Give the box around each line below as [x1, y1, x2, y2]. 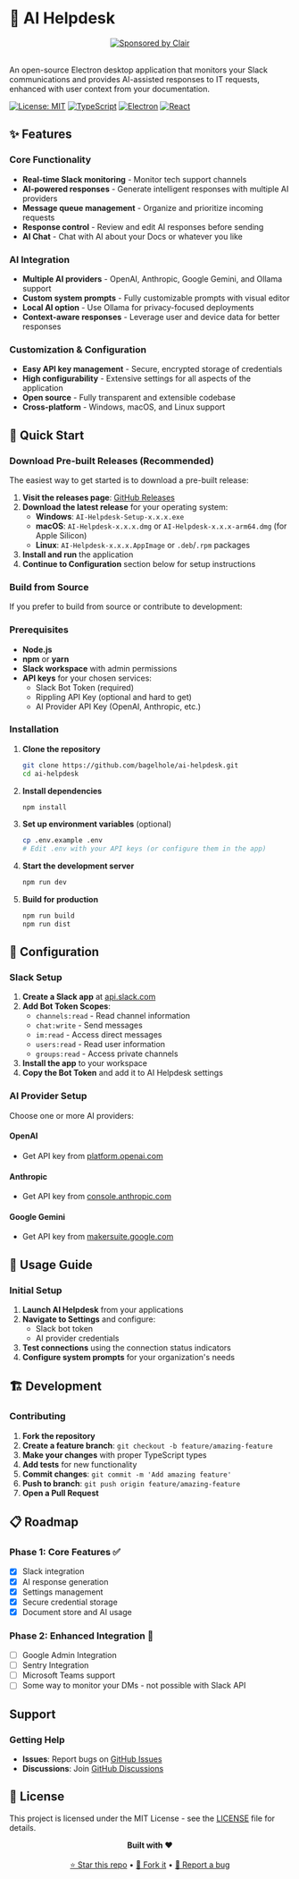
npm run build [21, 911, 75, 920]
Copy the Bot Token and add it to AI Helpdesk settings [21, 1068, 223, 1079]
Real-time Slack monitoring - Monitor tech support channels [21, 174, 247, 184]
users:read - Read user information [35, 1039, 166, 1050]
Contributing [9, 1410, 66, 1423]
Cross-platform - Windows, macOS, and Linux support [21, 402, 226, 412]
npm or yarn [21, 653, 70, 664]
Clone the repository [21, 743, 101, 754]
